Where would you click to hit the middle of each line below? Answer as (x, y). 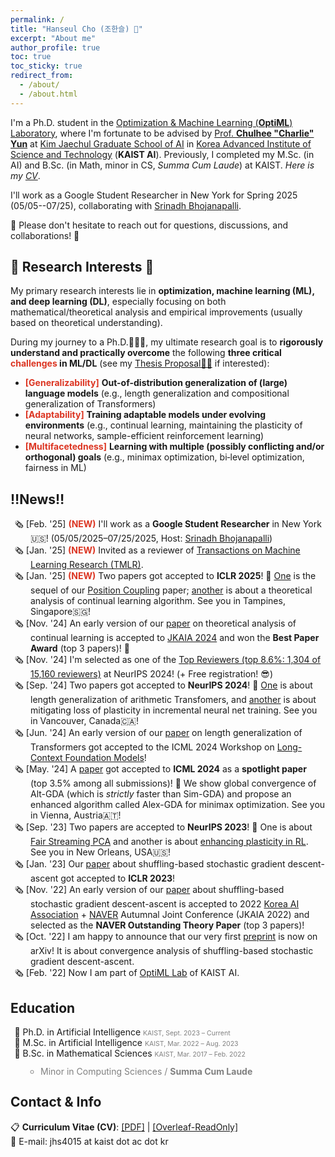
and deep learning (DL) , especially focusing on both (118, 302)
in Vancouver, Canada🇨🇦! (84, 721)
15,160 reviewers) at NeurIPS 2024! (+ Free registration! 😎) (151, 674)
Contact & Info (56, 1102)
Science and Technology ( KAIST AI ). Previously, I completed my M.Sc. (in (162, 154)
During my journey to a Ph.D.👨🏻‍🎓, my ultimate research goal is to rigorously (167, 342)
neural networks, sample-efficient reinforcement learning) (144, 436)
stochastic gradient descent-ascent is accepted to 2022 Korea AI (165, 904)
